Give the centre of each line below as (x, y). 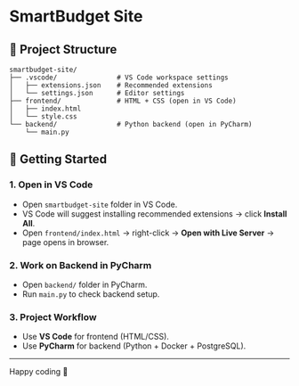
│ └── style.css (43, 117)
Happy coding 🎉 (39, 372)
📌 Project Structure (63, 49)
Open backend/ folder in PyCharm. (85, 284)
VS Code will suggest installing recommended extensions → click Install (154, 214)
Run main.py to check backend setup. (91, 294)
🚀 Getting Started (58, 159)
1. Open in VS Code (51, 185)
